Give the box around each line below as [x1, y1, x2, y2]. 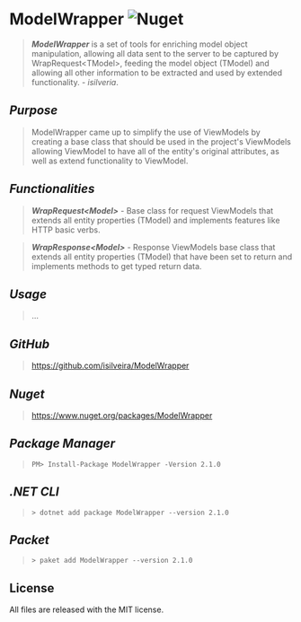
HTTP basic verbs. [31, 224, 101, 235]
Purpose [9, 103, 58, 118]
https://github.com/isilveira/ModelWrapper [31, 360, 190, 372]
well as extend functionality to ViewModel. [31, 155, 189, 166]
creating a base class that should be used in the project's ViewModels [31, 136, 292, 147]
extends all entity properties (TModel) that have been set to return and [31, 251, 293, 262]
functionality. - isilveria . [31, 76, 120, 87]
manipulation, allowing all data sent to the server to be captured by [31, 48, 279, 58]
